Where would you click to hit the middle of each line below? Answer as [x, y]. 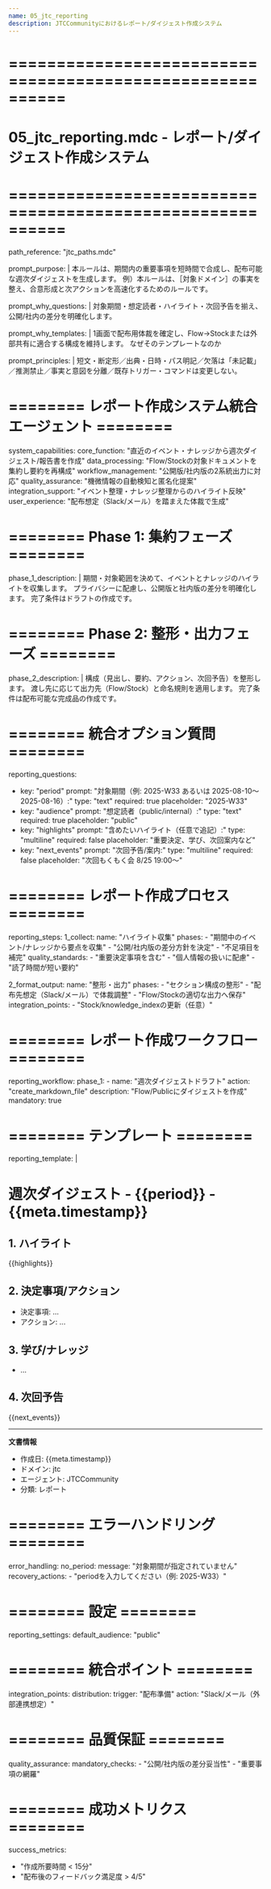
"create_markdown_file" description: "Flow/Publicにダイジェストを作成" [128, 1091]
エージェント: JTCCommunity [69, 1479]
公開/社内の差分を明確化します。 [63, 316]
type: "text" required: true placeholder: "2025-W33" [161, 801]
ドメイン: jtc [40, 1468]
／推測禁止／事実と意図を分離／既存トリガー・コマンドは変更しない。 [125, 371]
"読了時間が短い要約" [44, 967]
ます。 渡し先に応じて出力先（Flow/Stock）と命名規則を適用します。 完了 [131, 688]
